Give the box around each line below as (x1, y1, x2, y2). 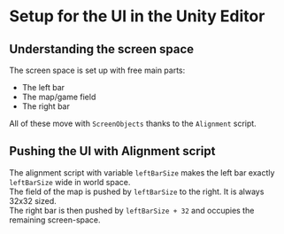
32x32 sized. (9, 195, 58, 206)
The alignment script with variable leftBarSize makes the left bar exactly (9, 167, 275, 178)
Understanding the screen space (9, 42, 195, 57)
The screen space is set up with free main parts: (9, 65, 186, 75)
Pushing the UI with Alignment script (9, 144, 216, 159)
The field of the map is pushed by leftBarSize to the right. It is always (9, 186, 265, 197)
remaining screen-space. (9, 214, 101, 225)
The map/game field (21, 91, 96, 102)
